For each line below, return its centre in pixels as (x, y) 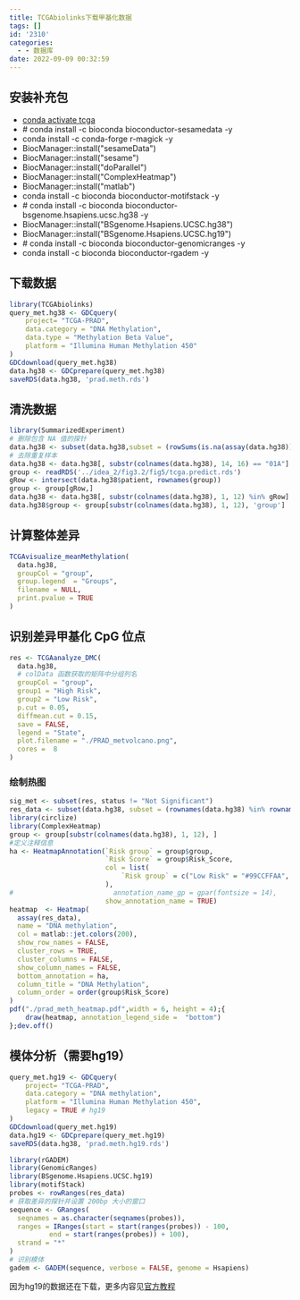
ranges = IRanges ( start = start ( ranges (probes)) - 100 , (123, 1227)
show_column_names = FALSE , (70, 967)
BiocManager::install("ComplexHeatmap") (99, 176)
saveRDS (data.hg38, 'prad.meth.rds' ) (79, 379)
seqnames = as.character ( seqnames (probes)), (101, 1218)
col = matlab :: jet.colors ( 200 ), (78, 935)
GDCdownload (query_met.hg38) (63, 362)
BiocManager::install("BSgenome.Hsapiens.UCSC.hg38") (128, 224)
